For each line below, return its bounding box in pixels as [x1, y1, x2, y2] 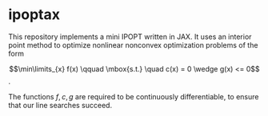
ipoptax [8, 6, 60, 24]
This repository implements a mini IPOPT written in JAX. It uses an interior [8, 32, 252, 41]
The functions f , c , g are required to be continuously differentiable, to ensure [8, 91, 259, 101]
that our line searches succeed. [8, 100, 113, 110]
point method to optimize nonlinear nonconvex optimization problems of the [8, 40, 258, 49]
